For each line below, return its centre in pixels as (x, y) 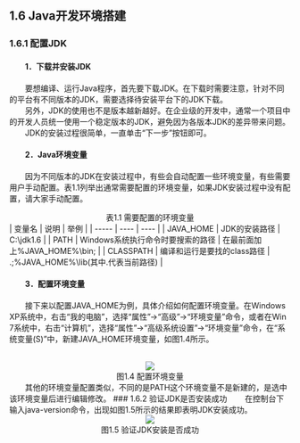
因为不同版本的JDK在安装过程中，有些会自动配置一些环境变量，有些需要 (158, 176)
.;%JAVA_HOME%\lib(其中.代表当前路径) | (86, 262)
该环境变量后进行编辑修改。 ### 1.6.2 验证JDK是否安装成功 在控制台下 (147, 398)
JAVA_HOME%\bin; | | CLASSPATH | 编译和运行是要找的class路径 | (147, 250)
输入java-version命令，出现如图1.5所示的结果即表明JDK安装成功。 (131, 409)
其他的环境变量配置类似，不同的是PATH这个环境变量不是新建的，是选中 (156, 387)
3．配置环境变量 (55, 284)
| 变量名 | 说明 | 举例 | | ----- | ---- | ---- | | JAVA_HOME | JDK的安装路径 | (145, 228)
